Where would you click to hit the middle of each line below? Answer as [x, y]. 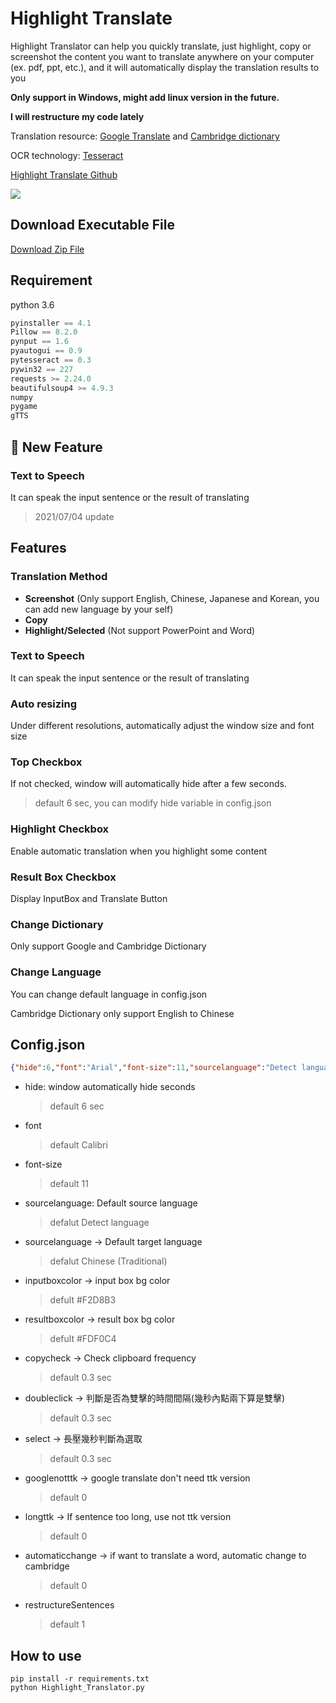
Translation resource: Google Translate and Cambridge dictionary [145, 136]
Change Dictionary [57, 924]
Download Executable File [92, 225]
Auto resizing [44, 704]
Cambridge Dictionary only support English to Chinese [122, 1013]
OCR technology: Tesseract [67, 155]
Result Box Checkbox [63, 877]
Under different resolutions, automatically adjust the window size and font [162, 726]
